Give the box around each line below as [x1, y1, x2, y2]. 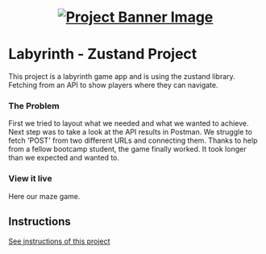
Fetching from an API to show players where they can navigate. [8, 81, 218, 90]
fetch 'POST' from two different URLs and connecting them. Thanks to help [8, 135, 258, 145]
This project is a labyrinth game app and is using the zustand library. [8, 72, 235, 81]
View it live [8, 173, 52, 185]
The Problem [8, 101, 60, 112]
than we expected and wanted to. [8, 153, 119, 163]
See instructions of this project [8, 236, 110, 246]
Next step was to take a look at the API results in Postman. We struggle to [8, 127, 252, 137]
